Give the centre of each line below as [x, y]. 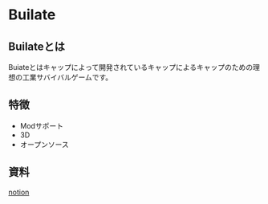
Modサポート [42, 125]
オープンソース [45, 144]
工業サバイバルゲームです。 [67, 77]
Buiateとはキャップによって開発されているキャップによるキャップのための [131, 67]
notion [19, 192]
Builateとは [37, 46]
